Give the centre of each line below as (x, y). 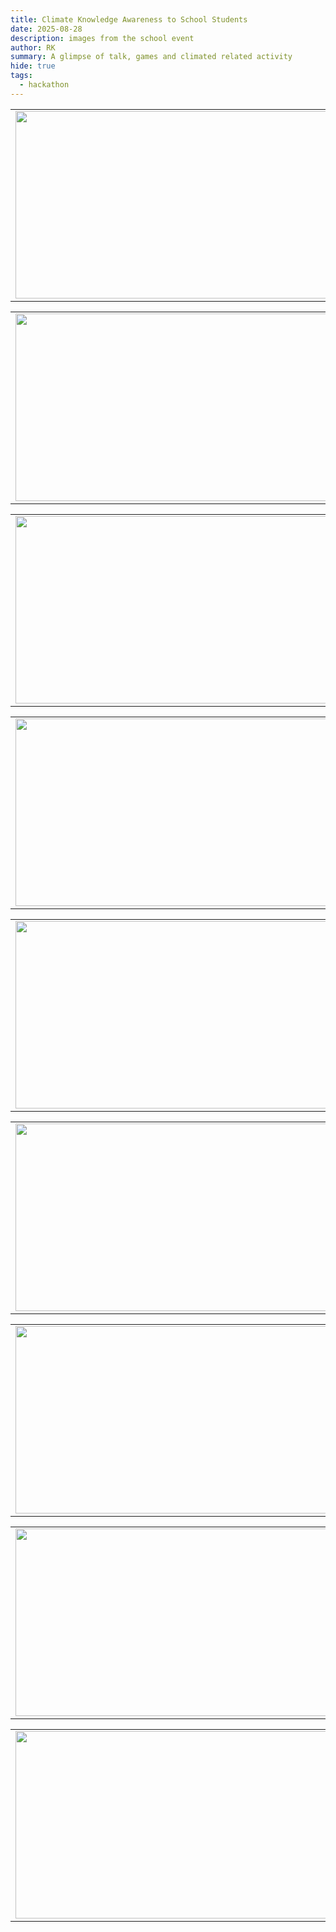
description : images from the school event (102, 38)
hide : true (33, 66)
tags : (21, 76)
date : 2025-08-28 (46, 29)
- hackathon (44, 85)
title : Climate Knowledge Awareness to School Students (129, 19)
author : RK (33, 47)
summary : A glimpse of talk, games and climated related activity (151, 57)
